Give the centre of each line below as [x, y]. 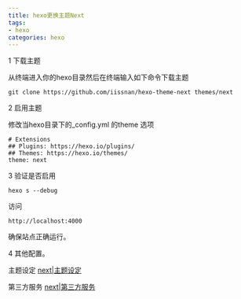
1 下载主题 [24, 61]
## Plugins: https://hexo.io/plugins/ [71, 146]
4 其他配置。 [29, 253]
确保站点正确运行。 [39, 237]
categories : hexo [37, 37]
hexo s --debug [33, 191]
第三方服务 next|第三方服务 [52, 287]
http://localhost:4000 [45, 221]
